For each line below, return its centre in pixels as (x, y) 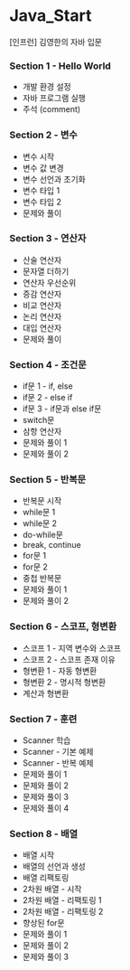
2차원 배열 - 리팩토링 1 (62, 900)
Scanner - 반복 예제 (58, 763)
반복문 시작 (42, 501)
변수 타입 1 (41, 190)
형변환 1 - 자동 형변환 (60, 671)
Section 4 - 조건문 (48, 364)
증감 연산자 (42, 294)
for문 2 (35, 567)
